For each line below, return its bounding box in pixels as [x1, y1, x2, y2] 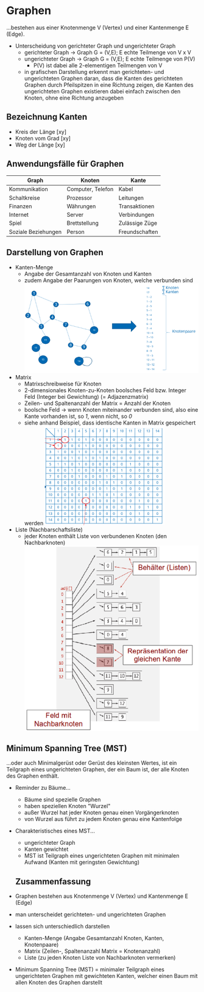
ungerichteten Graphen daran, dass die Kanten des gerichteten [24, 75, 183, 82]
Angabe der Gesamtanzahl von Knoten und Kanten [24, 270, 152, 277]
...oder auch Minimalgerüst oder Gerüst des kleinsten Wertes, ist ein [6, 759, 177, 767]
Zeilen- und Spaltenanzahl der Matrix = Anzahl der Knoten [24, 399, 171, 407]
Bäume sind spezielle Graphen [24, 796, 101, 803]
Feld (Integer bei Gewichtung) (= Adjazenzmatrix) [24, 393, 149, 401]
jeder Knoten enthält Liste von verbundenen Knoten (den [24, 533, 167, 540]
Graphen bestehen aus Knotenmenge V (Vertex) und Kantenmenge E [15, 892, 189, 900]
